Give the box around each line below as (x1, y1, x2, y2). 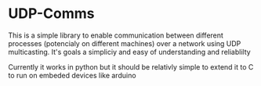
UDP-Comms (8, 5, 96, 23)
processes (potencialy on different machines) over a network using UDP (8, 38, 241, 48)
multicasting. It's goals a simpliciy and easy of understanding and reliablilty (8, 47, 251, 56)
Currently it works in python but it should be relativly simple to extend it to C (8, 62, 254, 71)
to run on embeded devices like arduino (8, 70, 136, 80)
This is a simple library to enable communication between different (8, 30, 223, 40)
